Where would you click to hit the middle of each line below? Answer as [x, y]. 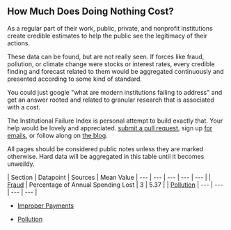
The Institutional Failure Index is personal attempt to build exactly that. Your [115, 121]
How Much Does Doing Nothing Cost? [90, 11]
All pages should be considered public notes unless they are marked [105, 148]
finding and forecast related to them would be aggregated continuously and [115, 71]
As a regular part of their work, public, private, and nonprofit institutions [110, 28]
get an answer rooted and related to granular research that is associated [111, 100]
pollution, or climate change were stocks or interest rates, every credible [111, 64]
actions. [18, 43]
